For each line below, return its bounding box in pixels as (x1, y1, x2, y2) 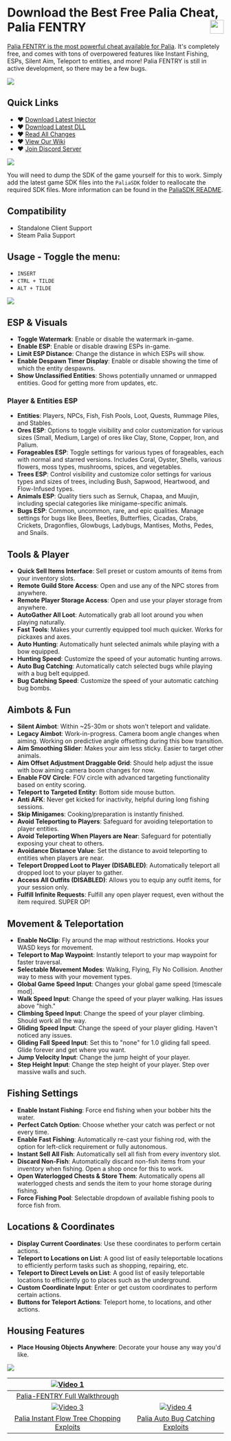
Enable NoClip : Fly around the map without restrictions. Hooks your (16, 936, 210, 944)
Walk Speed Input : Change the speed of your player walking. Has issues (16, 994, 223, 1002)
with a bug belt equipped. (16, 669, 90, 677)
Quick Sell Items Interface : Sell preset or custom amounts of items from (16, 567, 222, 576)
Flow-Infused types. (16, 485, 74, 493)
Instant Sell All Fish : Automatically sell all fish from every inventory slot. (16, 1150, 221, 1158)
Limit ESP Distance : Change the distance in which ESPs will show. (16, 350, 205, 358)
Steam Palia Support (16, 231, 76, 239)
